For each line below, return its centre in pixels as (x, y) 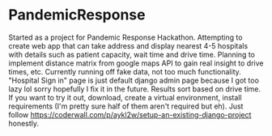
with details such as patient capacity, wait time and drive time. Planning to (132, 54)
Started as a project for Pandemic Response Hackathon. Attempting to (125, 37)
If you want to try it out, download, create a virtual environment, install (125, 97)
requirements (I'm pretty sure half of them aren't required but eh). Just (126, 106)
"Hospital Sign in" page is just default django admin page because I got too (134, 80)
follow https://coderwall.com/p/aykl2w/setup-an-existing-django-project (130, 114)
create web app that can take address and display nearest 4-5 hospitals (128, 45)
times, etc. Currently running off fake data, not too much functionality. (125, 71)
